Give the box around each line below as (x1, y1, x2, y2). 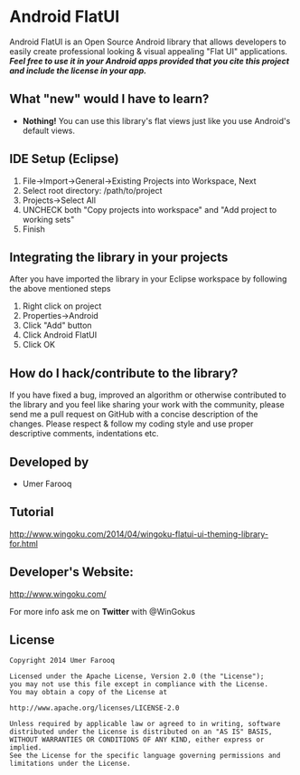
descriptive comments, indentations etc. (9, 428, 160, 439)
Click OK (22, 340, 56, 350)
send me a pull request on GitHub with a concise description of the (9, 409, 258, 420)
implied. (9, 743, 42, 752)
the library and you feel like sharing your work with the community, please (9, 399, 285, 410)
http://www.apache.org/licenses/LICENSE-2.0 (9, 703, 180, 713)
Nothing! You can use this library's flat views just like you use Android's (22, 115, 291, 126)
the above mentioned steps (9, 283, 111, 294)
